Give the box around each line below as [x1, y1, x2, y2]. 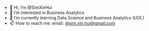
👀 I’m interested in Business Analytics [9, 10, 85, 15]
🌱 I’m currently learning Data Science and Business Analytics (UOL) [9, 15, 145, 20]
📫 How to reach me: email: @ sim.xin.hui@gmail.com [9, 20, 115, 26]
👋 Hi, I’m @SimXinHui [9, 5, 52, 10]
